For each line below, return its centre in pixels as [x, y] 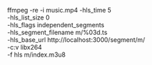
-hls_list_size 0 [29, 17]
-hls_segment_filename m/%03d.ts [58, 32]
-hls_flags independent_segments [56, 25]
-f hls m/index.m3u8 [37, 55]
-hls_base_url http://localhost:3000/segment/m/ [76, 40]
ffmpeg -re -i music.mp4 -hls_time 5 [59, 10]
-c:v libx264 [25, 47]
